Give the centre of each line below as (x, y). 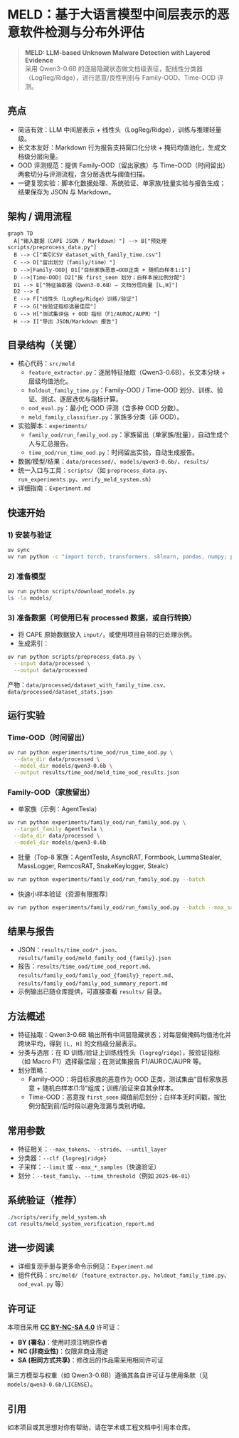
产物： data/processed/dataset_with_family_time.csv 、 (88, 684)
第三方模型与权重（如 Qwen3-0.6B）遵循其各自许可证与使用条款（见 (108, 1375)
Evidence (39, 60)
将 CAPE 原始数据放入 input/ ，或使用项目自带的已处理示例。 (107, 635)
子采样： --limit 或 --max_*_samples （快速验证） (89, 1167)
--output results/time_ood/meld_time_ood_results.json (97, 773)
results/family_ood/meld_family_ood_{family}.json (94, 959)
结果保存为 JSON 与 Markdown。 (66, 192)
